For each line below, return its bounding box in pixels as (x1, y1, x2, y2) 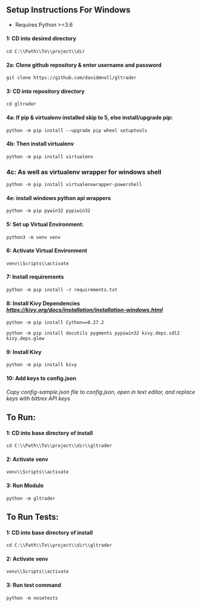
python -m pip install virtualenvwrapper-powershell (6, 182, 142, 188)
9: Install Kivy (6, 348, 42, 355)
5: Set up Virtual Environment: (6, 220, 84, 227)
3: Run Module (6, 482, 44, 489)
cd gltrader (6, 101, 36, 107)
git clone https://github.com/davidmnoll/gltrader (6, 75, 137, 81)
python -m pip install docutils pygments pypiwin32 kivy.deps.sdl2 (6, 330, 180, 336)
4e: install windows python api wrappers (6, 194, 111, 201)
